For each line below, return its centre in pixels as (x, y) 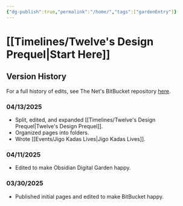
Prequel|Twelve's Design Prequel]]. (59, 126)
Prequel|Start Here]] (58, 54)
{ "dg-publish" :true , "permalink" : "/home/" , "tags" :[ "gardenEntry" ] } (91, 12)
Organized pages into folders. (52, 133)
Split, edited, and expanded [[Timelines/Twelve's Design (85, 120)
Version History (36, 77)
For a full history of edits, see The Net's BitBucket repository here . (88, 91)
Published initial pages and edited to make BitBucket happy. (89, 196)
